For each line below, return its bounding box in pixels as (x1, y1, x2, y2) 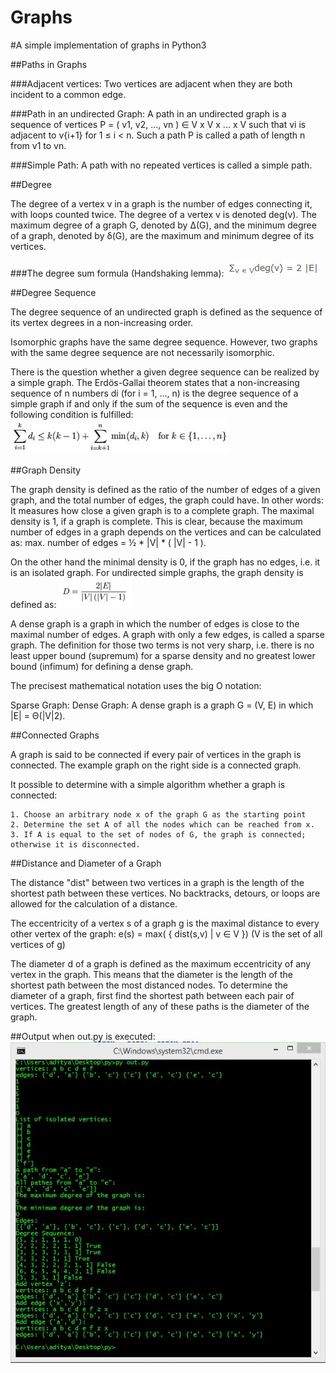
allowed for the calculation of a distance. (10, 897, 178, 910)
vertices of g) (10, 938, 66, 950)
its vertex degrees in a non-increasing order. (10, 316, 194, 328)
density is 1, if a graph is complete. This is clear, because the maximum (10, 515, 303, 527)
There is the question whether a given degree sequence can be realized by (10, 366, 320, 378)
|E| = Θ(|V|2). (10, 709, 66, 721)
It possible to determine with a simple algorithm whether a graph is (10, 778, 286, 790)
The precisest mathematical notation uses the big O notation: (10, 679, 262, 691)
